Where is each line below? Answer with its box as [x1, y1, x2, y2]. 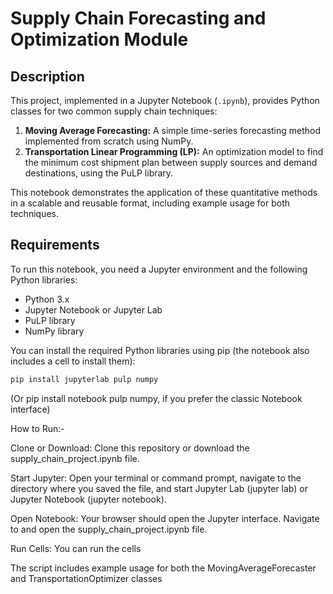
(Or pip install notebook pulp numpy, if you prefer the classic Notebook [10, 392, 303, 404]
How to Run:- [10, 422, 65, 434]
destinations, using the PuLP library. [24, 167, 174, 179]
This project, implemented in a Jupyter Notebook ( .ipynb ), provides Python [10, 95, 320, 106]
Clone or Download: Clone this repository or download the [10, 442, 250, 454]
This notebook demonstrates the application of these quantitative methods [10, 187, 318, 198]
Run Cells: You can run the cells [10, 542, 142, 554]
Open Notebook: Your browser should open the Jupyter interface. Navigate [10, 512, 320, 524]
